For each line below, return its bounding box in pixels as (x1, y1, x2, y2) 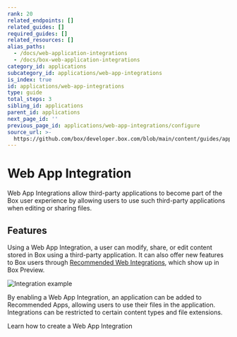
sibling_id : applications (7, 102, 83, 110)
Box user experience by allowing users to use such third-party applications (7, 196, 226, 205)
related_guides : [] (7, 23, 65, 30)
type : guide (7, 89, 42, 96)
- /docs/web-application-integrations (13, 50, 128, 57)
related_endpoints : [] (7, 17, 74, 24)
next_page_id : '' (7, 115, 59, 122)
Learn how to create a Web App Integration (7, 322, 133, 330)
